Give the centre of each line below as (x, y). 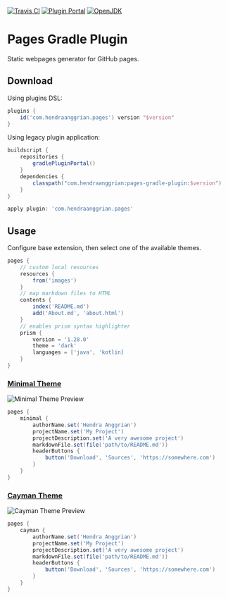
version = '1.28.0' (61, 339)
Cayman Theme (35, 495)
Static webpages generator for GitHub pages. (73, 58)
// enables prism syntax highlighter (75, 326)
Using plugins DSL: (35, 98)
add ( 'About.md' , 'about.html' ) (78, 314)
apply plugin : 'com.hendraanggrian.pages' (70, 209)
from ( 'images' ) (55, 280)
